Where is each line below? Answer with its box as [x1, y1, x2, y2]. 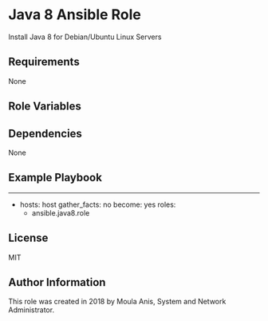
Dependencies [8, 126, 82, 141]
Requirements [8, 55, 80, 69]
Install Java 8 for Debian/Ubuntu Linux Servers [8, 32, 162, 42]
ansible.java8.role [31, 208, 90, 217]
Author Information [8, 275, 106, 289]
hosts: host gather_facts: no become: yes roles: [19, 200, 176, 209]
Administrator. [8, 305, 54, 315]
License [8, 232, 49, 245]
